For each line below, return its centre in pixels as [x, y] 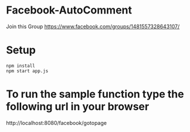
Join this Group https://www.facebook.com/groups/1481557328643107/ [93, 26]
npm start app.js [27, 71]
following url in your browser [78, 107]
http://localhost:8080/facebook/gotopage [57, 123]
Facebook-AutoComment [69, 10]
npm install [21, 66]
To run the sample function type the [95, 94]
